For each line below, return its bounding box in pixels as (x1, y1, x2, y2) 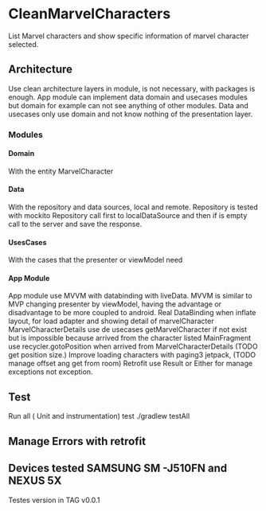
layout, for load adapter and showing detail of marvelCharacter (8, 316, 214, 326)
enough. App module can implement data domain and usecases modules (8, 92, 248, 102)
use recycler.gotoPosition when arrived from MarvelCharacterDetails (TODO (8, 341, 258, 351)
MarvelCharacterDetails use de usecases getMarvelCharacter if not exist (8, 325, 248, 334)
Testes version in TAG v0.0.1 (8, 495, 100, 505)
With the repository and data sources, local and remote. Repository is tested (8, 202, 259, 212)
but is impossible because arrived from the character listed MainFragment (8, 334, 252, 343)
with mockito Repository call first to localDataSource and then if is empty (8, 211, 248, 220)
